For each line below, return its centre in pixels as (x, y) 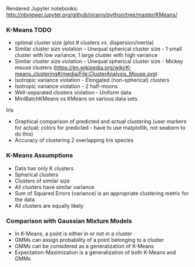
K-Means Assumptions (40, 156)
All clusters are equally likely (49, 205)
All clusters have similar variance (54, 187)
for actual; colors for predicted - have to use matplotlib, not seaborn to (100, 128)
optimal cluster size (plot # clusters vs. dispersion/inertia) (84, 43)
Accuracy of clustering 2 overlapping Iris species (74, 140)
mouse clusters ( (35, 67)
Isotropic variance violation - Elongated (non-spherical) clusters (92, 80)
